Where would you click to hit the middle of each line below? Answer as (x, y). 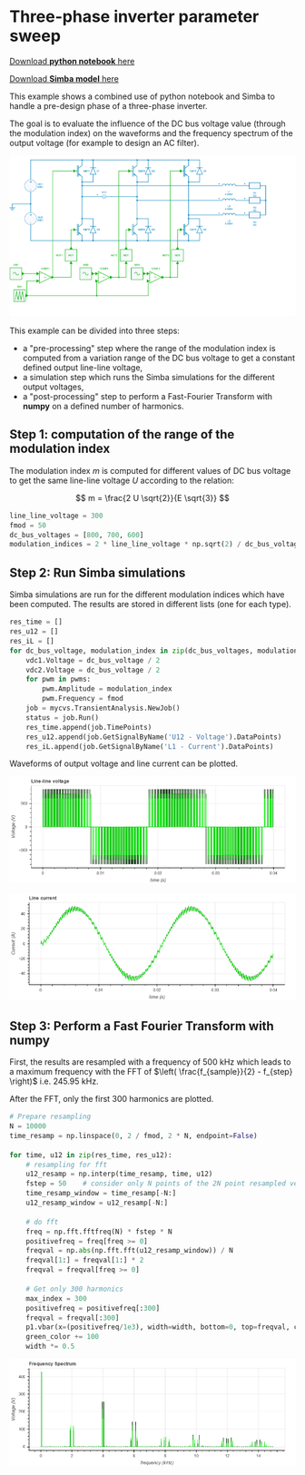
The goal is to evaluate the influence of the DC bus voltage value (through (148, 123)
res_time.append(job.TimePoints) (89, 727)
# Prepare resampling (50, 1117)
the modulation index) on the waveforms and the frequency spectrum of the (151, 133)
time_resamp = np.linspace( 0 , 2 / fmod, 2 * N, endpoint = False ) (133, 1136)
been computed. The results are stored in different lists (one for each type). (151, 605)
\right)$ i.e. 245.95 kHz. (54, 1081)
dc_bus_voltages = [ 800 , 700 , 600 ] (77, 535)
